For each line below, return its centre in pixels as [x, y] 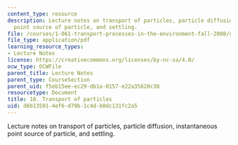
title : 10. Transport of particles [60, 100]
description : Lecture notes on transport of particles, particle [106, 21]
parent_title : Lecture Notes [50, 73]
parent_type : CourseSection [49, 80]
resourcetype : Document [42, 93]
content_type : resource [42, 14]
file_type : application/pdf [49, 40]
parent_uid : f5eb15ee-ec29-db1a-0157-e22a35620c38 [84, 86]
